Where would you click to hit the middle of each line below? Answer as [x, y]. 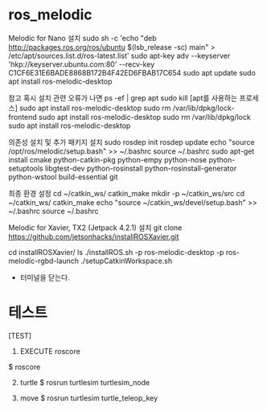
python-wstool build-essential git [63, 177]
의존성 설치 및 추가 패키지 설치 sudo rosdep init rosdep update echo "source [131, 142]
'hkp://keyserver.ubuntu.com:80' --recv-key [82, 64]
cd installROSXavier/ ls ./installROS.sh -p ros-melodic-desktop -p [116, 252]
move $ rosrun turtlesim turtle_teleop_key [89, 398]
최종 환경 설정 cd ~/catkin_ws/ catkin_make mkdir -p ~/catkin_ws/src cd [127, 193]
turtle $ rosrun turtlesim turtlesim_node [85, 382]
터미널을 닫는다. [45, 277]
